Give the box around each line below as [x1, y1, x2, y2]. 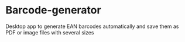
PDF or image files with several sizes [5, 29, 94, 36]
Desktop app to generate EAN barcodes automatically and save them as [5, 23, 179, 30]
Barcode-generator [5, 3, 101, 17]
